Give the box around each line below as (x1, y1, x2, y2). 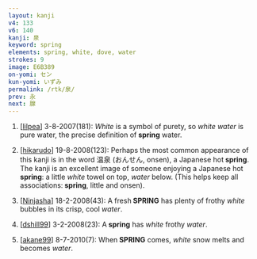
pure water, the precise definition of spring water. (19, 130, 182, 139)
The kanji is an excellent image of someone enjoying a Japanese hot (19, 164, 244, 173)
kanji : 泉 (8, 33, 40, 42)
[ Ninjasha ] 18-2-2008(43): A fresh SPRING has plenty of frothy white (19, 196, 245, 206)
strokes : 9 (8, 56, 44, 64)
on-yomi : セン (8, 70, 53, 78)
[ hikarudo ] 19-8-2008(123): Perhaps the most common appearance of (19, 146, 249, 155)
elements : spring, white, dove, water (8, 48, 136, 56)
